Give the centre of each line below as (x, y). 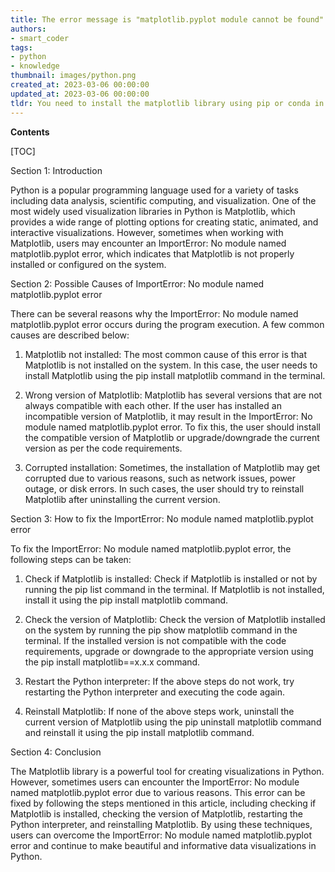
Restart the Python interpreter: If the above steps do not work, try (159, 681)
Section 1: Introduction (56, 170)
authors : (28, 29)
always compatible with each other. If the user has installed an (153, 405)
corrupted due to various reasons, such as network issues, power (160, 478)
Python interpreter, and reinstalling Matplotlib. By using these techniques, (161, 824)
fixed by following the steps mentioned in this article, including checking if (163, 803)
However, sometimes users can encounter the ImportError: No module (155, 782)
